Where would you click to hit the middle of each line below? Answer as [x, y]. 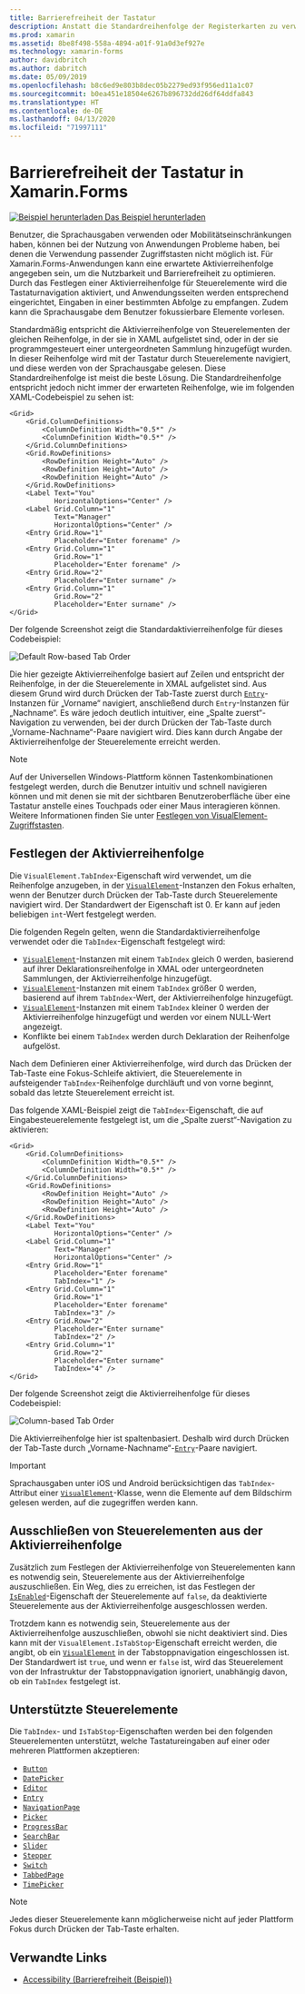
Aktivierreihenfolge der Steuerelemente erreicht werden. [115, 741]
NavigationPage [51, 1808]
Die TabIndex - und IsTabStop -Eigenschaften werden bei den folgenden [141, 1731]
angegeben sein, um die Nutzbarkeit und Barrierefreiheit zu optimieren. [143, 273]
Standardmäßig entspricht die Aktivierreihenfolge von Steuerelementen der [150, 329]
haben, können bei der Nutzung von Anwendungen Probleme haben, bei [144, 244]
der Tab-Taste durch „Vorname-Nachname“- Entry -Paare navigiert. [133, 1448]
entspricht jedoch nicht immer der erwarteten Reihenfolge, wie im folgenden [152, 387]
